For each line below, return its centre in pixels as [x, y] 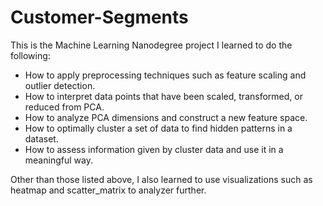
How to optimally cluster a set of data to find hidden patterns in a [158, 128]
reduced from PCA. [64, 107]
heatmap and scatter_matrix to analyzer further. [108, 190]
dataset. [41, 138]
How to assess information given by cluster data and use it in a [154, 149]
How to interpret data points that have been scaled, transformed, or [163, 96]
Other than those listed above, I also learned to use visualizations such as [161, 179]
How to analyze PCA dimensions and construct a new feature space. [166, 117]
